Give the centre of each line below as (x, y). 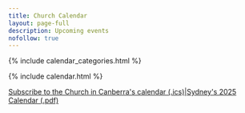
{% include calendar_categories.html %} (75, 61)
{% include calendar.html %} (56, 76)
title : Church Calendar (48, 16)
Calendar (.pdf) (34, 100)
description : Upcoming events (59, 30)
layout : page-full (39, 23)
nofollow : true (34, 38)
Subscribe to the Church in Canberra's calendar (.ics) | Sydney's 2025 (122, 92)
